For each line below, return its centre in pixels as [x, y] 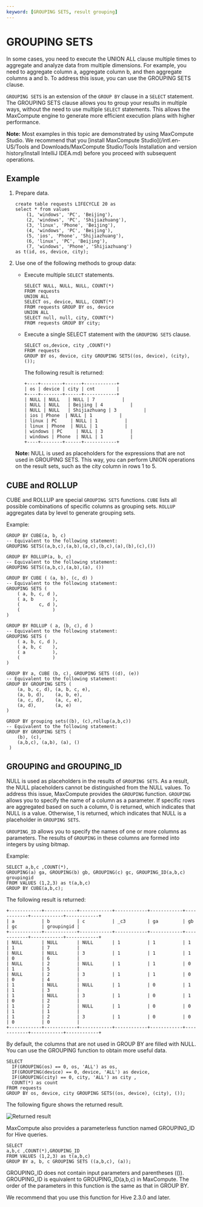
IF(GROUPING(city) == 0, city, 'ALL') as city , [74, 1077]
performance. [23, 122]
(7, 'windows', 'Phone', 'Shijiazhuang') [79, 247]
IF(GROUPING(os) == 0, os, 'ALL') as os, [65, 1067]
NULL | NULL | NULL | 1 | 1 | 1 [101, 943]
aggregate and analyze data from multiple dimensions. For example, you [96, 65]
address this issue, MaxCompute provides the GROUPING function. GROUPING [98, 794]
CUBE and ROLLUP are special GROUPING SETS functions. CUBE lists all [92, 500]
